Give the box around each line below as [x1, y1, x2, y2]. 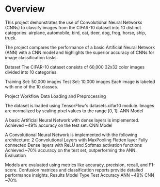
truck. [5, 35, 17, 41]
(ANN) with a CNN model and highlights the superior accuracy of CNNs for [5, 50, 155, 55]
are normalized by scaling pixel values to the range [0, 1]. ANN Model [5, 108, 143, 114]
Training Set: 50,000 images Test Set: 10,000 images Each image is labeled [5, 79, 155, 85]
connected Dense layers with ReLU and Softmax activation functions [5, 142, 142, 148]
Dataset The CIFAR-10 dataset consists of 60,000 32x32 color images [5, 64, 144, 70]
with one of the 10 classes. [5, 84, 58, 89]
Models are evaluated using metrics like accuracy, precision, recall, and [5, 162, 148, 168]
